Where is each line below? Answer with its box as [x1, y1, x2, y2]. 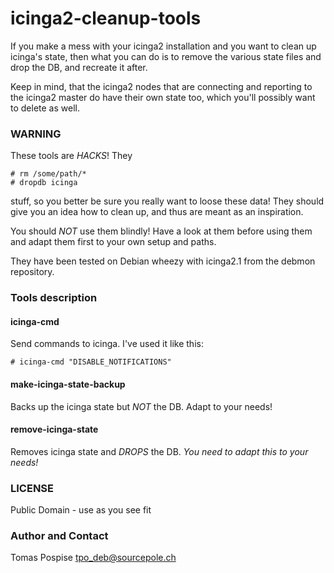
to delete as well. [10, 102, 80, 114]
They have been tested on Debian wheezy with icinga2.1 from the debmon [10, 255, 316, 267]
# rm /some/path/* [10, 169, 87, 179]
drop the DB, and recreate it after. [10, 61, 148, 73]
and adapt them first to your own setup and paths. [10, 236, 217, 248]
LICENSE [10, 481, 55, 495]
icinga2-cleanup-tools [10, 7, 202, 30]
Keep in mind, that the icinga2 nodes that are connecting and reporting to [10, 80, 313, 92]
